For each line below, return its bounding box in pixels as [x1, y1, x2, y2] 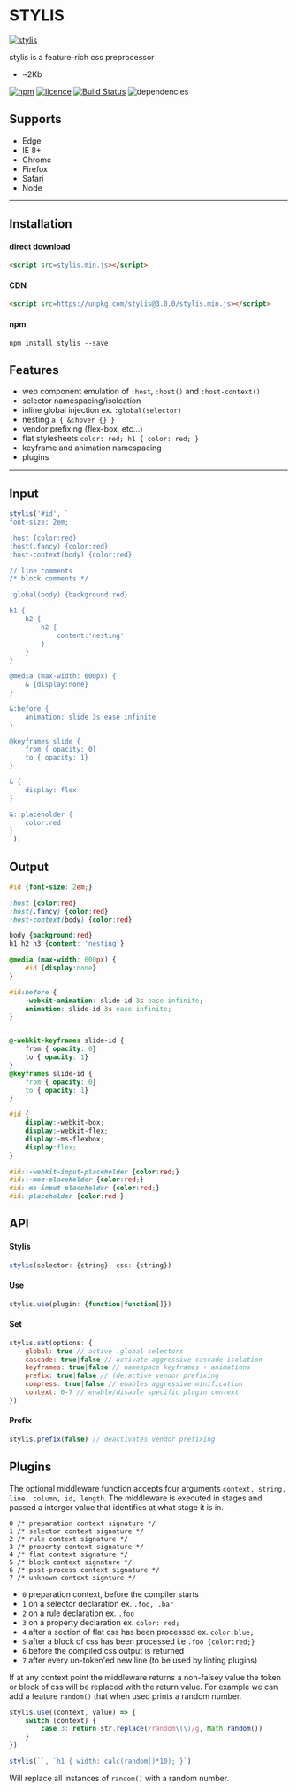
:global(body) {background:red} [9, 590, 128, 599]
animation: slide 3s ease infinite [25, 713, 156, 721]
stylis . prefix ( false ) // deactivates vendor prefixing [9, 1435, 216, 1445]
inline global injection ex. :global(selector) [21, 405, 182, 416]
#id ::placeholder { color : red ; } [9, 1192, 125, 1201]
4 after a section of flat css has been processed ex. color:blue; [21, 1626, 255, 1637]
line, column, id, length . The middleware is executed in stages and [9, 1492, 263, 1503]
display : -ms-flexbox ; [25, 1134, 104, 1143]
